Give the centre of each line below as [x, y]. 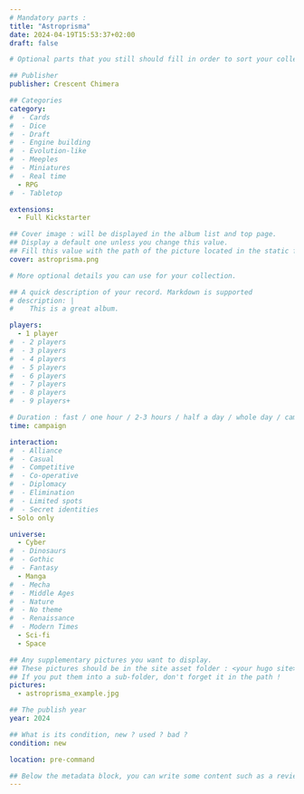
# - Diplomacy [38, 484]
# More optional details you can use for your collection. [123, 276]
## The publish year [48, 710]
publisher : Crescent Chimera [64, 84]
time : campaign [38, 426]
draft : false [34, 43]
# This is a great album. [64, 309]
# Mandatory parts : [48, 18]
